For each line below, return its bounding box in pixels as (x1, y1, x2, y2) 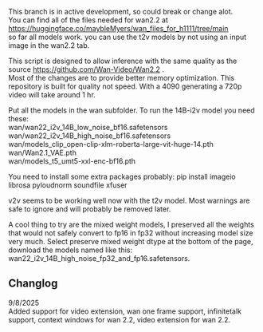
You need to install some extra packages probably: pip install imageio (8, 172, 237, 181)
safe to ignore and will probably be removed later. (8, 204, 171, 214)
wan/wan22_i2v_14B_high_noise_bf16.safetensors (8, 131, 171, 140)
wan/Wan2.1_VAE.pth (8, 148, 77, 157)
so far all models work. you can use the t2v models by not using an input (8, 32, 247, 41)
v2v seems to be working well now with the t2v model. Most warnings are (8, 196, 250, 205)
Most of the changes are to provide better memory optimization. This (8, 73, 235, 82)
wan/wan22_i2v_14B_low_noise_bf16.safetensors (8, 123, 168, 132)
